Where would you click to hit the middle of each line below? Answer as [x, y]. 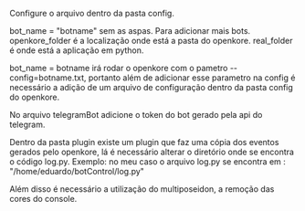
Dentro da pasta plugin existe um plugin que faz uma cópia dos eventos [144, 142]
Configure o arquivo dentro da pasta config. [92, 13]
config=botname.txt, [48, 78]
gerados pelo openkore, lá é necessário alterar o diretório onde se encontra [152, 152]
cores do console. [43, 199]
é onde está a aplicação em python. [77, 50]
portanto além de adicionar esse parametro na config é [192, 78]
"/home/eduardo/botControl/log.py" [77, 171]
